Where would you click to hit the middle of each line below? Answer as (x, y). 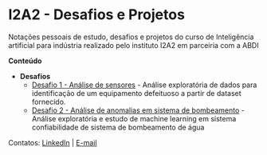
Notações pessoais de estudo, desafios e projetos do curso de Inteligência (131, 37)
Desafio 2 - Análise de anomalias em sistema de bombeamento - (138, 110)
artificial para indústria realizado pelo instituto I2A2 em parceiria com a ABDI (133, 45)
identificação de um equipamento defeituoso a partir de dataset (136, 93)
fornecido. (49, 101)
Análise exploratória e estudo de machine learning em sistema (134, 118)
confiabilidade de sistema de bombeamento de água (118, 127)
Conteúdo (25, 61)
